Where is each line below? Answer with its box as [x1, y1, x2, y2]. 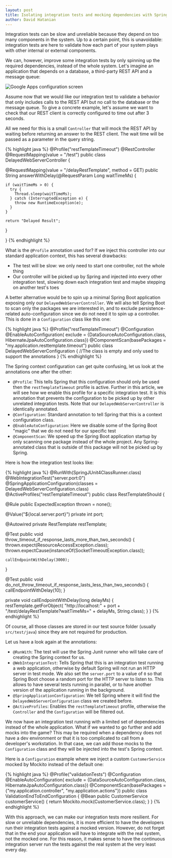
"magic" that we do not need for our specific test [12, 428, 116, 434]
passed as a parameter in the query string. [5, 136, 95, 143]
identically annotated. [12, 406, 59, 412]
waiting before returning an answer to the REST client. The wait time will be [5, 131, 164, 137]
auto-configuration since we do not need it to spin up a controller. [21, 311, 160, 317]
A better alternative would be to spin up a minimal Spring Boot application [5, 295, 161, 301]
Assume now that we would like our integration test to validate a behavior [5, 93, 160, 100]
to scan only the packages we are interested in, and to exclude [5, 305, 138, 311]
